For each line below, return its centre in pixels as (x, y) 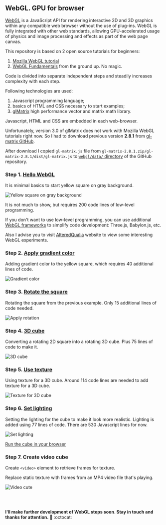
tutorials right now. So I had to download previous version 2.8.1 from (75, 136)
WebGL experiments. (27, 240)
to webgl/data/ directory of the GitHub (112, 156)
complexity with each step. (33, 81)
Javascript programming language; (48, 100)
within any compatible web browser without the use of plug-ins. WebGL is (81, 25)
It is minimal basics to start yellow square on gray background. (69, 185)
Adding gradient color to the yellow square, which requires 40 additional (79, 264)
